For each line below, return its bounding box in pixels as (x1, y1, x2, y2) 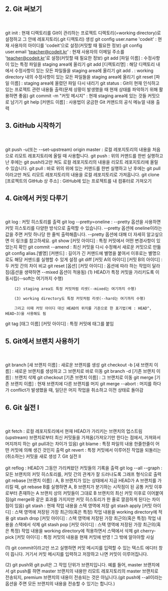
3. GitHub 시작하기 (5, 121, 61, 130)
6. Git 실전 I (5, 403, 39, 411)
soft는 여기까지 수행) (23, 276, 64, 282)
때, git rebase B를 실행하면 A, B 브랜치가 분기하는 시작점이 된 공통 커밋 (14, 484, 153, 490)
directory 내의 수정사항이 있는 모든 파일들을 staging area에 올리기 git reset (5, 73, 153, 79)
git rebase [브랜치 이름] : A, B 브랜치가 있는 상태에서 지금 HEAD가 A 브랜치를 (5, 477, 156, 484)
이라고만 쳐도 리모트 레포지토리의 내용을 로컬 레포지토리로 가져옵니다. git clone (5, 172, 159, 178)
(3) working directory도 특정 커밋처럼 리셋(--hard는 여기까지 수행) (14, 296, 146, 301)
